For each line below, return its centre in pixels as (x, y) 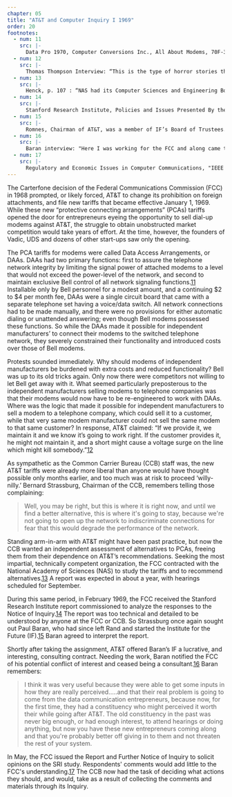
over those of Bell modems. (46, 348)
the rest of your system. (58, 743)
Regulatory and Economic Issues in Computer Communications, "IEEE (125, 168)
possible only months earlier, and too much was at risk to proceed (101, 477)
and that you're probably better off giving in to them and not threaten (122, 736)
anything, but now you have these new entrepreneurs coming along (120, 729)
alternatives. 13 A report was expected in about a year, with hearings (104, 578)
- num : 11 (27, 39)
